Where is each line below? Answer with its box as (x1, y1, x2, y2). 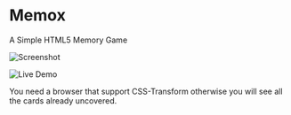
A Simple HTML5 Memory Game (9, 34, 128, 45)
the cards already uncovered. (9, 95, 117, 106)
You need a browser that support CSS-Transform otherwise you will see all (9, 86, 283, 96)
